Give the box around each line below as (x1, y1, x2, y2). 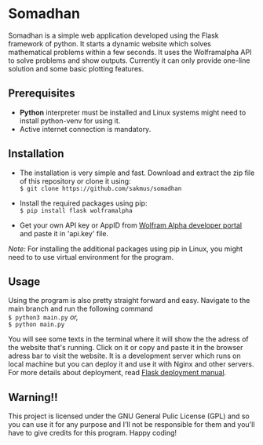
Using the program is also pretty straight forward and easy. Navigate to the (8, 296, 250, 305)
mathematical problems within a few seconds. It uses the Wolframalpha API (8, 47, 252, 57)
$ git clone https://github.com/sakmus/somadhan (19, 184, 182, 192)
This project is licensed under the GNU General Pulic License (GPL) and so (8, 411, 250, 421)
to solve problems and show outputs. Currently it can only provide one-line (8, 56, 250, 65)
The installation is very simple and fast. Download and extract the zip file (19, 168, 255, 177)
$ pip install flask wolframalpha (19, 206, 133, 214)
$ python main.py (8, 321, 65, 329)
